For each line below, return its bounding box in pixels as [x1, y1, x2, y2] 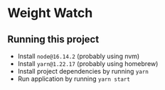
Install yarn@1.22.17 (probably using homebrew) [17, 60, 159, 68]
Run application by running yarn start [17, 74, 130, 83]
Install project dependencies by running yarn [17, 67, 149, 75]
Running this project [7, 33, 100, 45]
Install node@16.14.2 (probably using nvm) [17, 52, 140, 60]
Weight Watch [7, 5, 93, 21]
